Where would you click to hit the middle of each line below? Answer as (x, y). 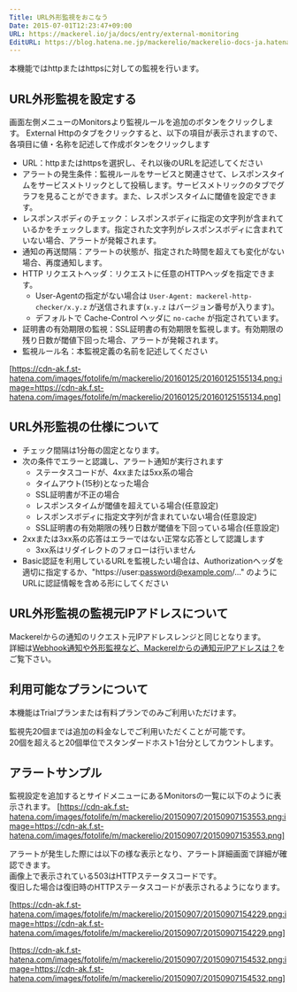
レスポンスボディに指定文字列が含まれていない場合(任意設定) (146, 516)
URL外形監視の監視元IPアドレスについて (118, 613)
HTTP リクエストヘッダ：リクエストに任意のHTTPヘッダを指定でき (145, 274)
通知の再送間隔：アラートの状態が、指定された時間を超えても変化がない (153, 252)
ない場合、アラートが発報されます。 (95, 241)
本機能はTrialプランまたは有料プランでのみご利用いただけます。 (125, 712)
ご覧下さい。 (32, 659)
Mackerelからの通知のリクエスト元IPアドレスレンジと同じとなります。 (137, 636)
